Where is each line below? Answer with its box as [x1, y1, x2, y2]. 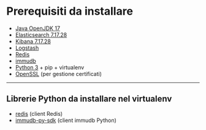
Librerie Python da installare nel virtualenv [6, 94, 172, 104]
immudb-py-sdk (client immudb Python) [15, 117, 116, 124]
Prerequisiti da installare [6, 4, 134, 18]
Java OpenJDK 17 [15, 25, 60, 32]
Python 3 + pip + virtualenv [15, 63, 85, 71]
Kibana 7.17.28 [15, 37, 51, 45]
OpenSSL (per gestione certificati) [15, 70, 102, 77]
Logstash [15, 44, 39, 52]
